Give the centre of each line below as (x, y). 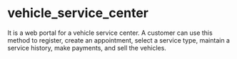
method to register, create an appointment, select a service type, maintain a (119, 40)
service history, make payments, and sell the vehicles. (87, 48)
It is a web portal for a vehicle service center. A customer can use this (110, 33)
